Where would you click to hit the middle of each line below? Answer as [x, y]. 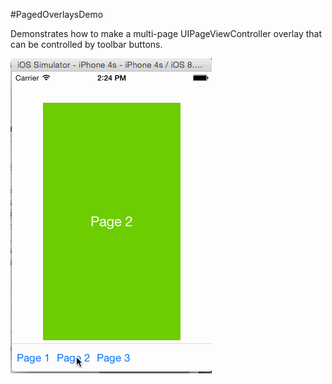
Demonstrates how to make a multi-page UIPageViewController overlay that [166, 33]
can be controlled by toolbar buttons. [86, 44]
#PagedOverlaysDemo [57, 14]
